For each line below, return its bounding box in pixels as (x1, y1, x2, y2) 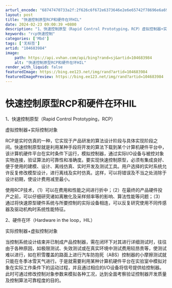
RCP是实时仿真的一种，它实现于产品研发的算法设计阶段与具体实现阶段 (5, 137, 154, 143)
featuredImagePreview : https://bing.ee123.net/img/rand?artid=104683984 (5, 74, 164, 79)
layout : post (5, 12, 33, 17)
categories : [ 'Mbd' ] (5, 36, 50, 42)
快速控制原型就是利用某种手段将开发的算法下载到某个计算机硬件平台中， (14, 144, 167, 150)
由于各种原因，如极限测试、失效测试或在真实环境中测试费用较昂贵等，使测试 (5, 245, 167, 251)
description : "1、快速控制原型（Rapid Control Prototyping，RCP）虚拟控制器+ (5, 27, 164, 32)
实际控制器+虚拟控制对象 (5, 228, 58, 234)
